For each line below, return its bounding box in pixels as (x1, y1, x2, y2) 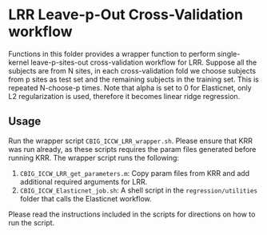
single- (217, 49, 241, 58)
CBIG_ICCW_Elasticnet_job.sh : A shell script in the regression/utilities (19, 185, 258, 195)
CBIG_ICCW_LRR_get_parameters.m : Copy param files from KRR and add (19, 168, 250, 177)
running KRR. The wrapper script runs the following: (8, 153, 180, 162)
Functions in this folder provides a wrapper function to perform (8, 49, 216, 58)
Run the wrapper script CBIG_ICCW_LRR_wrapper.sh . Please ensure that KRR (8, 136, 253, 145)
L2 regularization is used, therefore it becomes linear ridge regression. (8, 91, 241, 101)
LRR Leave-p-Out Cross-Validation (8, 6, 244, 24)
